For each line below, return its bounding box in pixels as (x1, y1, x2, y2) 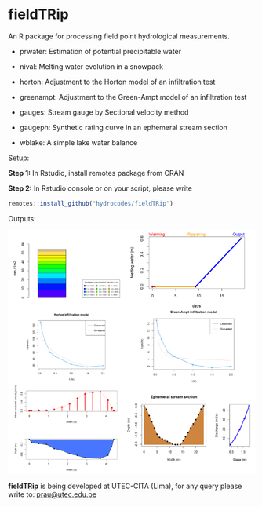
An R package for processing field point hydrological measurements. (8, 31, 230, 41)
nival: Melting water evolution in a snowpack (19, 61, 163, 71)
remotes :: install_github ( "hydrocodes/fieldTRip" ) (8, 199, 174, 207)
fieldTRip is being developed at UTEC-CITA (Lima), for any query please (8, 481, 242, 491)
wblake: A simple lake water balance (19, 137, 138, 147)
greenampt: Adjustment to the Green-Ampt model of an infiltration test (19, 92, 247, 101)
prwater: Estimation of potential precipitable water (19, 46, 182, 56)
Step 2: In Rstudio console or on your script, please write (8, 183, 193, 193)
